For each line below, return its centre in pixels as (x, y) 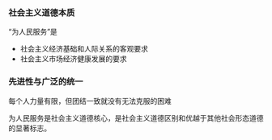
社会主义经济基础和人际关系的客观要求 (84, 49)
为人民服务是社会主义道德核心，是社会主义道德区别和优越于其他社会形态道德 (136, 117)
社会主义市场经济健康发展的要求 (73, 59)
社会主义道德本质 (42, 12)
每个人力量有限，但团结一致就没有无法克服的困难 (90, 101)
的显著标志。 (30, 128)
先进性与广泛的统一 (46, 82)
